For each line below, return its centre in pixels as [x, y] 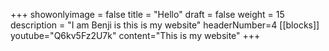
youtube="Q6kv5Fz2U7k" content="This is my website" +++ [135, 35]
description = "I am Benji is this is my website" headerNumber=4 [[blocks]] [165, 25]
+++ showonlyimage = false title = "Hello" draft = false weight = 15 [147, 14]
